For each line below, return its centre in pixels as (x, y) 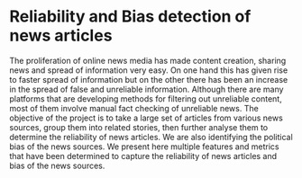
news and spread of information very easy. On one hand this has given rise (149, 70)
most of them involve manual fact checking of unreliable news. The (134, 108)
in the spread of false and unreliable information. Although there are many (146, 89)
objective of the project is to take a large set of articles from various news (146, 118)
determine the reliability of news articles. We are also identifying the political (151, 137)
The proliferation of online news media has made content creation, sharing (148, 60)
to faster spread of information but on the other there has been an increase (149, 79)
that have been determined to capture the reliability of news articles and (143, 156)
